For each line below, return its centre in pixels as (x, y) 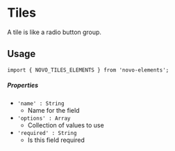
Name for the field (53, 110)
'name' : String (41, 103)
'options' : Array (44, 118)
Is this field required (56, 140)
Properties (23, 86)
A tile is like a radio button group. (55, 32)
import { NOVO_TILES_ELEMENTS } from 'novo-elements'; (88, 70)
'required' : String (47, 133)
